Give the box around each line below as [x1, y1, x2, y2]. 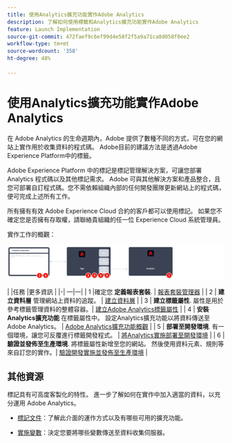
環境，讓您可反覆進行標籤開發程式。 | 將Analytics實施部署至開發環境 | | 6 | [12, 331, 225, 339]
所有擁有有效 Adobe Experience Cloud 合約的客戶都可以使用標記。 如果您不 [7, 206, 223, 215]
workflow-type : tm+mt [7, 40, 70, 48]
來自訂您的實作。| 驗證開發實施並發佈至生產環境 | [7, 348, 148, 356]
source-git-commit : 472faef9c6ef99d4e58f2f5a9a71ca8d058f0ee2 [7, 33, 190, 40]
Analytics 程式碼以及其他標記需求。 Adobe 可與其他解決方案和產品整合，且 [7, 174, 221, 183]
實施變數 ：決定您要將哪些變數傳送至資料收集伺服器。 [17, 428, 169, 437]
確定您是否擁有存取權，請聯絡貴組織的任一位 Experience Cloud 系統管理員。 [7, 215, 224, 224]
